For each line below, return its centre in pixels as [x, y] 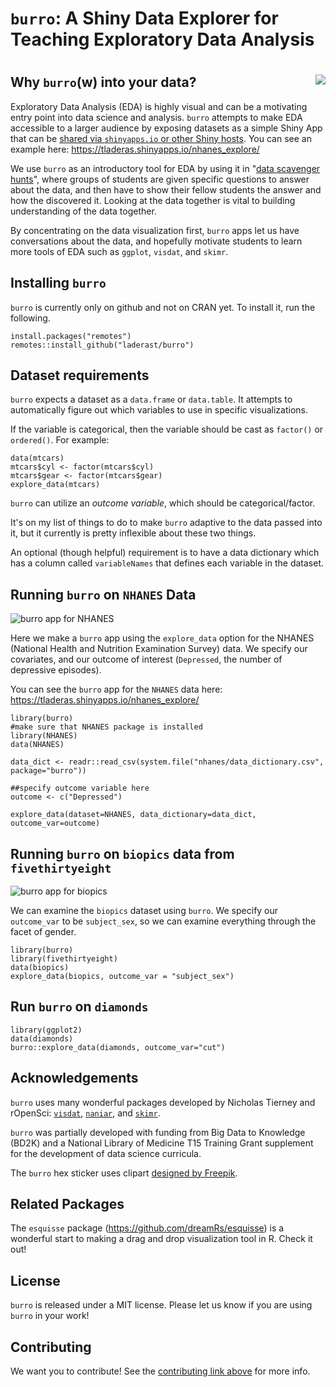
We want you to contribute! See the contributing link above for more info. [160, 1371]
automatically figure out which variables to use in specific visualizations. [159, 410]
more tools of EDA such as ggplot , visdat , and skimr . [119, 251]
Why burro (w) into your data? [103, 82]
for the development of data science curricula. [106, 1153]
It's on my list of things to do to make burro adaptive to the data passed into [166, 523]
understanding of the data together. [83, 211]
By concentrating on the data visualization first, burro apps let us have [155, 230]
